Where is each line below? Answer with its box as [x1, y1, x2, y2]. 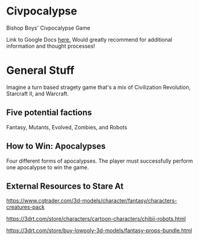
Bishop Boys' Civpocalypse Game [6, 24, 90, 31]
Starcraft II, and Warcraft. [6, 89, 69, 97]
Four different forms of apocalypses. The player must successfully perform [6, 157, 193, 164]
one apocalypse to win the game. [6, 163, 89, 170]
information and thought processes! [6, 42, 95, 50]
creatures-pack [6, 204, 45, 211]
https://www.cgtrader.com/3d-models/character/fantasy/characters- [6, 197, 177, 204]
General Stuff [6, 63, 75, 77]
